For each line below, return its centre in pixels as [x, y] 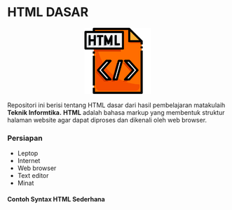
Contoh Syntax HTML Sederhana [56, 199]
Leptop [28, 153]
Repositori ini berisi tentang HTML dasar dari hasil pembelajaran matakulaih [116, 105]
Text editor [33, 176]
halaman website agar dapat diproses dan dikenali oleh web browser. [107, 120]
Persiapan [25, 139]
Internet [29, 161]
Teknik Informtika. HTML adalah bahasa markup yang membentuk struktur [116, 113]
